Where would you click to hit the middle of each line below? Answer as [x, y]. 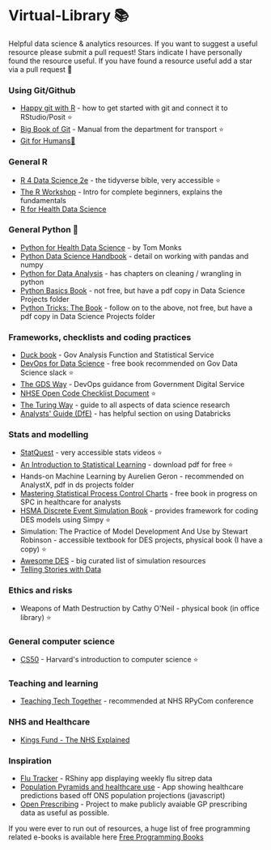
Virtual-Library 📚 [69, 16]
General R [28, 162]
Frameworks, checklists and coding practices [100, 337]
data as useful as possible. [64, 812]
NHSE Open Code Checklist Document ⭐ [88, 393]
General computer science [61, 641]
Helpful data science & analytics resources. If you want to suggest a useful [133, 43]
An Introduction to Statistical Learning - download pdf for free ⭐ [127, 465]
